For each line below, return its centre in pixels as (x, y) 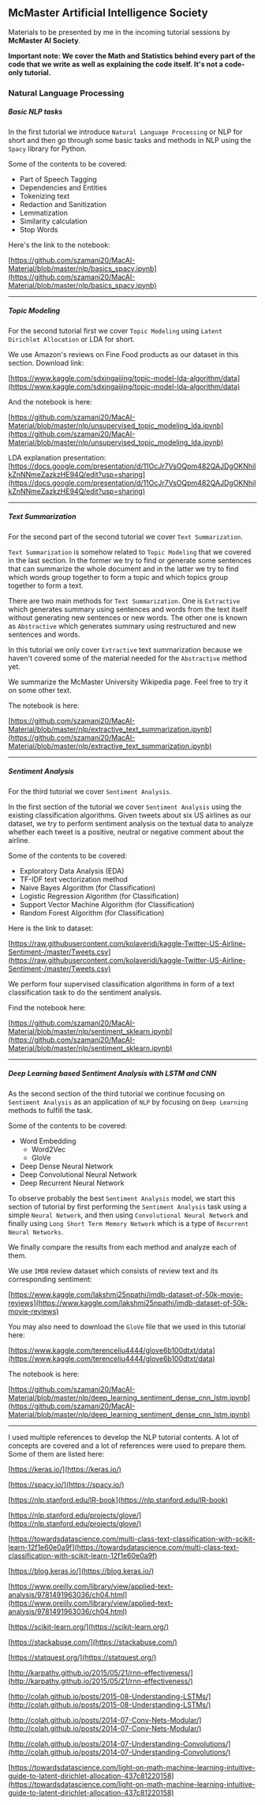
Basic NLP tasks (35, 112)
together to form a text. (46, 585)
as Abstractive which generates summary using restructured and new (122, 626)
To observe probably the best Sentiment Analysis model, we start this (122, 1198)
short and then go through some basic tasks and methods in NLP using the (130, 140)
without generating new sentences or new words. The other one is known (128, 617)
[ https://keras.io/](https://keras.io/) (65, 1469)
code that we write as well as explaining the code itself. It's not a (116, 64)
